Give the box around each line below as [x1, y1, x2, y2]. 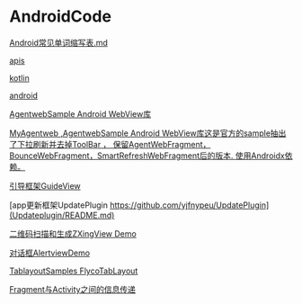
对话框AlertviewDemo [9, 247, 91, 258]
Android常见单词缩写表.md [9, 37, 108, 48]
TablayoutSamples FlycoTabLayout [9, 265, 138, 276]
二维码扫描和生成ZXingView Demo [9, 228, 137, 239]
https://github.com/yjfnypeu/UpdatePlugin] [109, 200, 270, 210]
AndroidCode [9, 6, 112, 27]
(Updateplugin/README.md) [9, 210, 115, 220]
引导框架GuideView [9, 180, 81, 191]
